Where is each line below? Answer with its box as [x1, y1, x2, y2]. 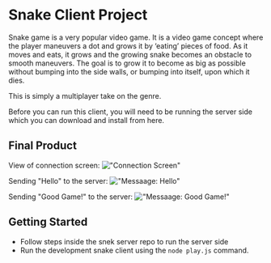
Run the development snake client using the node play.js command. [19, 245, 249, 255]
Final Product [8, 139, 77, 153]
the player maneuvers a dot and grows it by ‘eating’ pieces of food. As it [8, 40, 248, 50]
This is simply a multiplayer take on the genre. [8, 91, 162, 100]
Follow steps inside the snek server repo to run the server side [19, 236, 229, 246]
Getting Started [8, 215, 88, 229]
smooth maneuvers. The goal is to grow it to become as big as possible [8, 58, 247, 68]
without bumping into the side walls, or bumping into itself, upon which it [8, 66, 250, 76]
